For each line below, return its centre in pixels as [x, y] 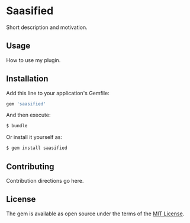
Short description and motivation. [47, 27]
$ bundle [17, 126]
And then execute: [28, 115]
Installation [27, 79]
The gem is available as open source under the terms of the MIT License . [95, 214]
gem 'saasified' [26, 104]
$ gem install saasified [37, 148]
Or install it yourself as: [34, 137]
